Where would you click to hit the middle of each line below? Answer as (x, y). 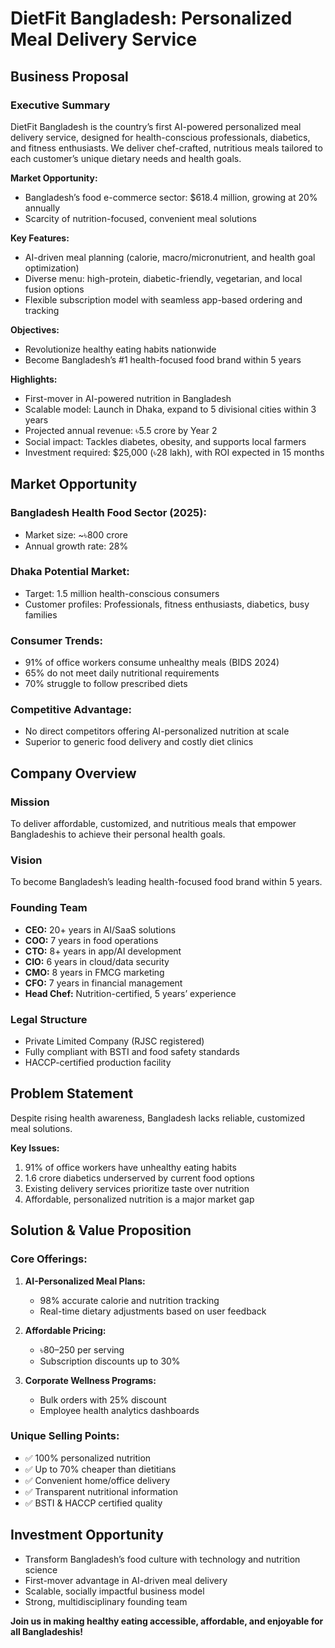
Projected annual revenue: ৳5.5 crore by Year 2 (121, 430)
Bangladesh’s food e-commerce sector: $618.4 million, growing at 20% (171, 197)
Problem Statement (72, 1093)
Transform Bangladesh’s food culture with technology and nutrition (162, 1559)
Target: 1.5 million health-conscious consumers (122, 593)
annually (42, 208)
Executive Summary (60, 105)
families (41, 614)
